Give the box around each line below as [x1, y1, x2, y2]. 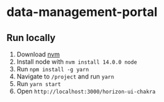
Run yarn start [16, 80, 61, 87]
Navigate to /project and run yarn [16, 72, 115, 80]
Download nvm [16, 50, 60, 58]
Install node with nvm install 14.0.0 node [16, 58, 138, 66]
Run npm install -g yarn [16, 65, 90, 73]
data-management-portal [6, 4, 158, 20]
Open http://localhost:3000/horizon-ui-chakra [16, 87, 156, 95]
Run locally [6, 32, 56, 44]
